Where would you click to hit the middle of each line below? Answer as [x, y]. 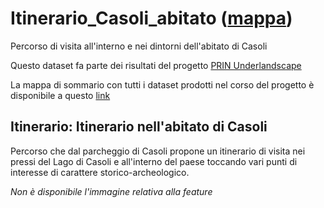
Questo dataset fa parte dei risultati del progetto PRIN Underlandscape [156, 65]
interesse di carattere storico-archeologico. [100, 172]
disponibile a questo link [60, 95]
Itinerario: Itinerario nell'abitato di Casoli [139, 127]
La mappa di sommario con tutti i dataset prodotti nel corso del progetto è [162, 84]
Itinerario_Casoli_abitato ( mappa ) [151, 18]
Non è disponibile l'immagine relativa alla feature [111, 191]
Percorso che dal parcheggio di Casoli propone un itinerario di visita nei [158, 151]
